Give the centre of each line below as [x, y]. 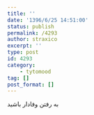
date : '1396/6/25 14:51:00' [48, 20]
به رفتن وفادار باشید [33, 104]
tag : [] [18, 78]
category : [22, 65]
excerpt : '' [24, 46]
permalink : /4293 [32, 33]
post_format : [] [31, 85]
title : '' [22, 14]
